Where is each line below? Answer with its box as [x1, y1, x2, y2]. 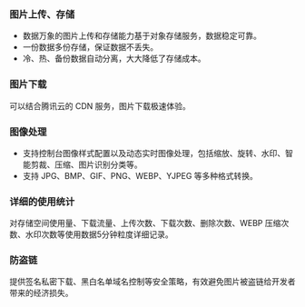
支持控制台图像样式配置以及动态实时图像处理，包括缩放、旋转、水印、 [22, 147, 286, 158]
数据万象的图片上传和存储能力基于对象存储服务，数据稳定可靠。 [22, 30, 261, 42]
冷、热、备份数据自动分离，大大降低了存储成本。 [22, 53, 206, 64]
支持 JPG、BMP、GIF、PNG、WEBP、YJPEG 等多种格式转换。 [22, 170, 259, 181]
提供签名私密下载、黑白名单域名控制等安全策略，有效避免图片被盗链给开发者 [9, 276, 296, 287]
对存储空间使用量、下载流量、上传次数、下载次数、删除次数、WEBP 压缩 [9, 218, 281, 229]
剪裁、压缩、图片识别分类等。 [30, 159, 143, 170]
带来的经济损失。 [9, 288, 74, 299]
